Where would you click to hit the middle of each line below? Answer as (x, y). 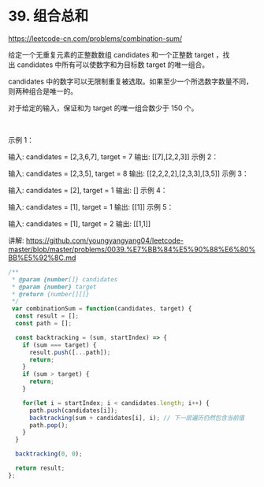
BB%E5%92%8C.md (42, 258)
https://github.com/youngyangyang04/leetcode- (104, 240)
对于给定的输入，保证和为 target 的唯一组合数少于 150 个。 (103, 108)
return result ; (40, 468)
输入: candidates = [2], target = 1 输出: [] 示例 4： (88, 190)
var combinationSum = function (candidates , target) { (102, 309)
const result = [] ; (47, 316)
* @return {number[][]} (50, 294)
